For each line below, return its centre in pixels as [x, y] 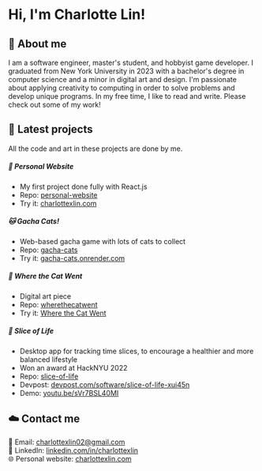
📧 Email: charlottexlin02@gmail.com [67, 442]
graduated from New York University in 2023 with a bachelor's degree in [126, 71]
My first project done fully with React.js [83, 187]
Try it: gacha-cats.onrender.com [72, 258]
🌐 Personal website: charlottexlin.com [70, 458]
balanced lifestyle [49, 359]
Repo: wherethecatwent [58, 304]
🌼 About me [37, 44]
